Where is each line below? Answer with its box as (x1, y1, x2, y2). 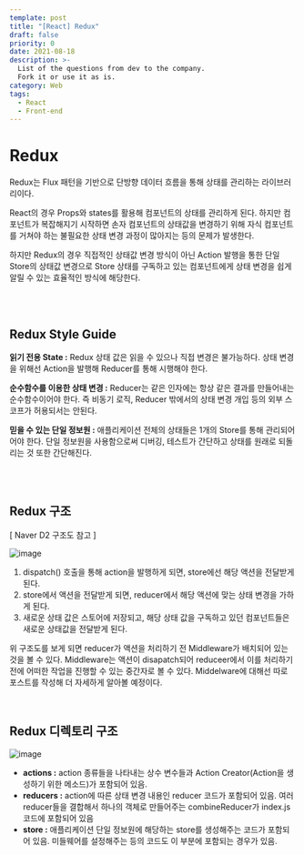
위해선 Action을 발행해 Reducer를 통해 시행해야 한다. (18, 363, 208, 374)
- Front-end (17, 106, 64, 116)
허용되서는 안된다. (33, 406, 97, 416)
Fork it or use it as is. (17, 73, 117, 82)
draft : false (9, 30, 59, 39)
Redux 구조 (9, 504, 72, 519)
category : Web (9, 81, 64, 90)
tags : (9, 89, 30, 98)
